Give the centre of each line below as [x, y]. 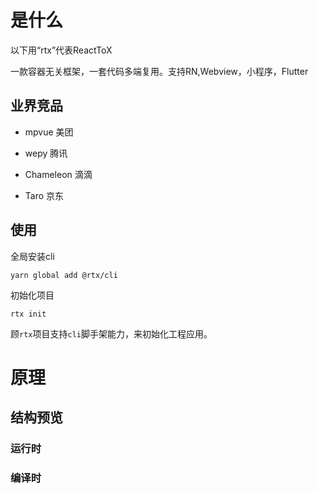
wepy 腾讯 [46, 153]
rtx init [28, 314]
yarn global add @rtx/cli [64, 275]
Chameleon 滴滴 [58, 174]
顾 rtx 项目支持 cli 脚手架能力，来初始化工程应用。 [111, 333]
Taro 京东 [44, 195]
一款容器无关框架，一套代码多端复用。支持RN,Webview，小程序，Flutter [159, 71]
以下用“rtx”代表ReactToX [61, 50]
